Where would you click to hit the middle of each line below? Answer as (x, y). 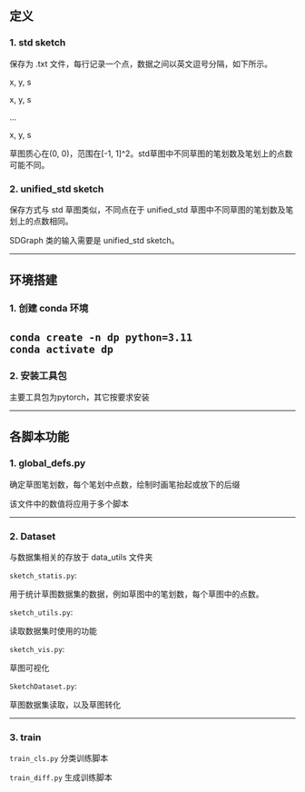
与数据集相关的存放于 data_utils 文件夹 (81, 557)
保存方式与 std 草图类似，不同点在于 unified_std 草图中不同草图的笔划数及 (148, 209)
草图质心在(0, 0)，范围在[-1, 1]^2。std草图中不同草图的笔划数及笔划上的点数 (151, 153)
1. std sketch (38, 43)
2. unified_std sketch (57, 189)
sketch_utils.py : (41, 612)
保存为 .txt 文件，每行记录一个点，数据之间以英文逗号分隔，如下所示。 (141, 64)
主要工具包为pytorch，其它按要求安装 (79, 397)
